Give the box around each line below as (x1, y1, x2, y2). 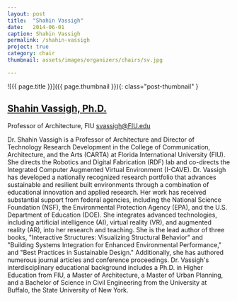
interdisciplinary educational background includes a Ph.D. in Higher (7, 263, 204, 271)
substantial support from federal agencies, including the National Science (7, 195, 221, 204)
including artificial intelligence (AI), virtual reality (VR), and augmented (7, 217, 212, 227)
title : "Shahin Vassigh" (7, 17, 83, 24)
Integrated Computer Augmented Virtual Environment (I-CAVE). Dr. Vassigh (7, 165, 226, 174)
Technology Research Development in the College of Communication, (7, 142, 211, 151)
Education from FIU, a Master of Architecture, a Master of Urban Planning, (7, 271, 224, 279)
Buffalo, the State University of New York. (7, 285, 129, 294)
